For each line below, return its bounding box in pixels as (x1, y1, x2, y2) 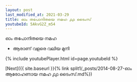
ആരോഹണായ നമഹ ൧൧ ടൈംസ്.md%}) (5, 71, 92, 77)
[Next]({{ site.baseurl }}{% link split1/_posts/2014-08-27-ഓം (5, 65, 132, 71)
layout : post (5, 7, 33, 13)
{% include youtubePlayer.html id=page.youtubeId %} (5, 56, 118, 62)
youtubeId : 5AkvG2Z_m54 (5, 21, 56, 27)
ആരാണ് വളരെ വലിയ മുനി (12, 46, 70, 52)
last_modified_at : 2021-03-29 (5, 12, 70, 17)
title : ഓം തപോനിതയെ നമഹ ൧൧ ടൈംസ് (5, 17, 91, 22)
